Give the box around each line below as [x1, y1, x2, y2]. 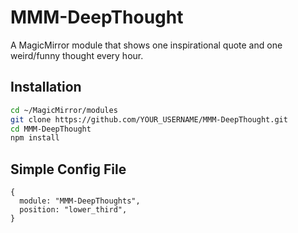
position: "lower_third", [19, 205, 128, 215]
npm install [10, 133, 60, 143]
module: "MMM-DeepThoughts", [19, 196, 141, 206]
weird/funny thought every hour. [10, 49, 144, 61]
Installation [10, 79, 82, 96]
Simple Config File [10, 161, 127, 178]
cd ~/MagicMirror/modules [10, 105, 118, 115]
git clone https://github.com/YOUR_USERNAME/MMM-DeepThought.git [10, 114, 288, 125]
